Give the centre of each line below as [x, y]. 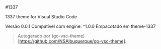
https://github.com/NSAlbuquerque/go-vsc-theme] [72, 41]
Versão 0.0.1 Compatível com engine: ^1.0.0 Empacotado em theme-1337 [80, 26]
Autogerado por [34, 36]
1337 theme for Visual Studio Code [41, 17]
